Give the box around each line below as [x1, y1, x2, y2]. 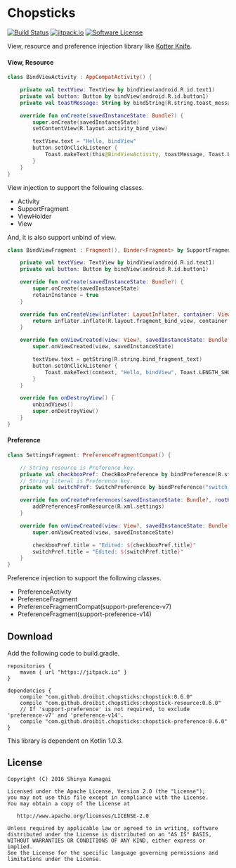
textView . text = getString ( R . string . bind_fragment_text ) [32, 356, 202, 363]
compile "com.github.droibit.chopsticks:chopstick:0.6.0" [20, 694, 193, 701]
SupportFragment [17, 204, 69, 212]
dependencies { [7, 687, 52, 694]
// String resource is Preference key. [20, 464, 137, 471]
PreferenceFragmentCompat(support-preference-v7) [17, 603, 172, 611]
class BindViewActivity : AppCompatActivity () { [7, 74, 152, 81]
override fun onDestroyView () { [20, 395, 114, 402]
